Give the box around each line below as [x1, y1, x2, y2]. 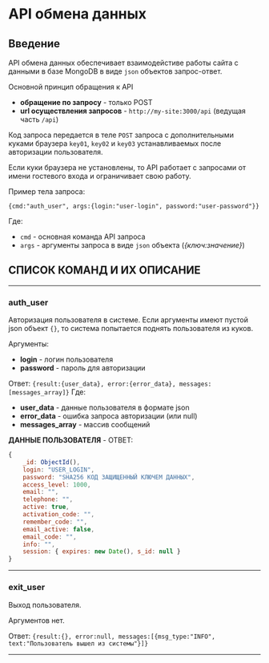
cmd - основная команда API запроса [19, 232, 146, 241]
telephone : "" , [22, 495, 74, 503]
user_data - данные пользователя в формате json [19, 402, 190, 413]
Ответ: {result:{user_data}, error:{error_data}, [8, 378, 176, 389]
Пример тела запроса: [8, 187, 86, 196]
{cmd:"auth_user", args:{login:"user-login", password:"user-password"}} [8, 202, 260, 210]
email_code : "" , [22, 532, 78, 541]
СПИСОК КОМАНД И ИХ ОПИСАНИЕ [8, 264, 202, 277]
